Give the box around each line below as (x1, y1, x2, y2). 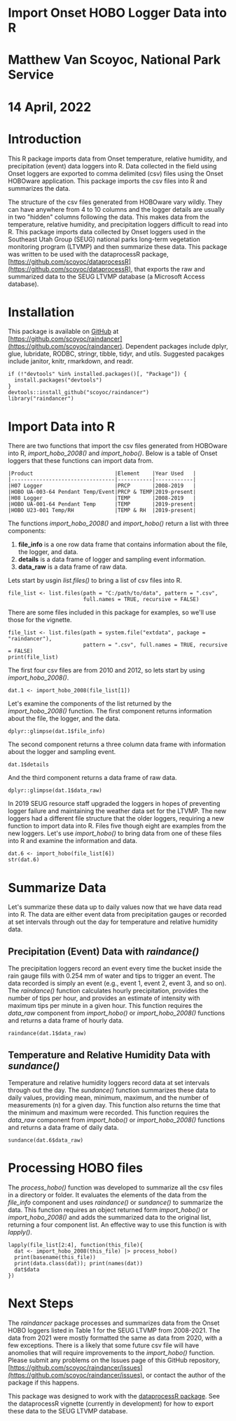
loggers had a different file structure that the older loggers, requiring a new (8, 814, 225, 823)
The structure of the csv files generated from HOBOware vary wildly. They (8, 198, 223, 206)
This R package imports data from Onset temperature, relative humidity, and (8, 154, 228, 163)
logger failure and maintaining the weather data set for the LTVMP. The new (8, 807, 227, 815)
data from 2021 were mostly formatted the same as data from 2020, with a (8, 1333, 223, 1342)
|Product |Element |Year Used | (8, 470, 197, 478)
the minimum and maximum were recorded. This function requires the (8, 1108, 209, 1117)
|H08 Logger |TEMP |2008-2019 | (8, 494, 197, 502)
